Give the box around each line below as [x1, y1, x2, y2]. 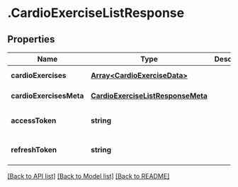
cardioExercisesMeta [11, 91, 84, 101]
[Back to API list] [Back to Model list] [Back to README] [7, 172, 170, 180]
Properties [7, 33, 55, 45]
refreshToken [11, 145, 57, 154]
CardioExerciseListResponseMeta [91, 91, 208, 101]
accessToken [11, 115, 57, 125]
